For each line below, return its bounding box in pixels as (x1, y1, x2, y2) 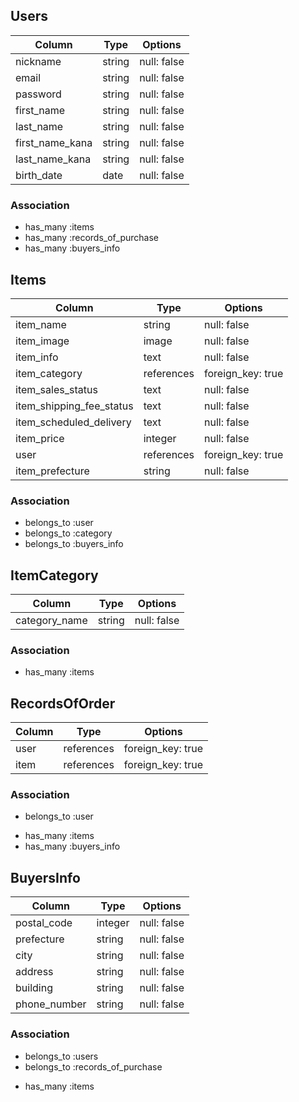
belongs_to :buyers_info (24, 538, 124, 550)
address (15, 965, 54, 979)
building (15, 981, 53, 995)
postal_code (15, 916, 73, 930)
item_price (15, 431, 65, 445)
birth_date (15, 168, 63, 182)
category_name (15, 614, 88, 628)
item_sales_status (15, 382, 98, 396)
